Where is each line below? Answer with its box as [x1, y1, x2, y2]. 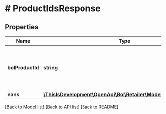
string [43, 64, 58, 71]
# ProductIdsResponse [5, 3, 101, 14]
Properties [5, 23, 39, 31]
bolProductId [7, 64, 39, 71]
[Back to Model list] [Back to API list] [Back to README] [5, 104, 119, 110]
